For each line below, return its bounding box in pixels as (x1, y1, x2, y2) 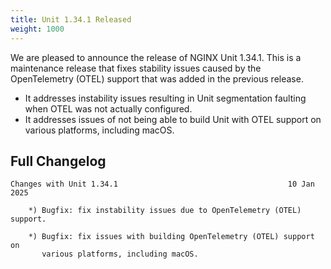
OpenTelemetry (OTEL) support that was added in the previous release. (10, 72, 304, 85)
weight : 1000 (10, 24, 65, 34)
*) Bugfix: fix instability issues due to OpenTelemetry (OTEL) (28, 206, 302, 216)
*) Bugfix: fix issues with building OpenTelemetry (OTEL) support (28, 232, 315, 242)
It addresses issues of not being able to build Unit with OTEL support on (24, 113, 322, 125)
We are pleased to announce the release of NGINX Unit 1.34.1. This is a (10, 51, 302, 63)
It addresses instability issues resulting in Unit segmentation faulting (24, 92, 307, 104)
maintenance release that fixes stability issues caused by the (10, 62, 262, 74)
